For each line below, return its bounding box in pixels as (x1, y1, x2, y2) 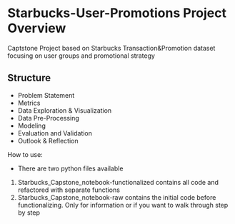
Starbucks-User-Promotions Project (7, 5, 227, 21)
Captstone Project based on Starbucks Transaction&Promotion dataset (7, 44, 216, 52)
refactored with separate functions (17, 185, 120, 194)
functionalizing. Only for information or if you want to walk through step (17, 200, 229, 209)
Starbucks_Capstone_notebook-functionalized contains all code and (17, 178, 219, 186)
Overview (7, 20, 66, 36)
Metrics (17, 98, 41, 107)
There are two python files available (17, 164, 124, 173)
